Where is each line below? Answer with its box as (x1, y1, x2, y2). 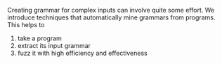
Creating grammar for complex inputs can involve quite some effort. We (7, 6, 215, 14)
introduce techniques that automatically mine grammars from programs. (7, 13, 216, 22)
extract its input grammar (17, 42, 91, 49)
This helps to (7, 21, 45, 29)
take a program (17, 34, 62, 42)
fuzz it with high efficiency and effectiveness (17, 49, 148, 57)
